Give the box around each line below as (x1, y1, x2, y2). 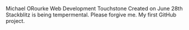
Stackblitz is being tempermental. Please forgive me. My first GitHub (5, 11, 177, 18)
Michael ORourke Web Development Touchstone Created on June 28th (5, 5, 183, 12)
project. (5, 18, 25, 24)
